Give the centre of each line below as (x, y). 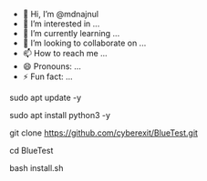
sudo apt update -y (46, 97)
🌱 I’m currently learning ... (71, 33)
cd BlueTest (31, 151)
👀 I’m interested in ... (61, 24)
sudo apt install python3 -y (60, 115)
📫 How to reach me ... (65, 53)
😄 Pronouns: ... (52, 66)
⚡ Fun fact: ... (47, 76)
